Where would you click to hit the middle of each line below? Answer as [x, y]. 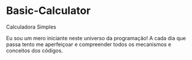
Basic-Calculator [48, 11]
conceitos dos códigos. [35, 50]
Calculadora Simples [31, 27]
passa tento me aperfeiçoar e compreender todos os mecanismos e [89, 44]
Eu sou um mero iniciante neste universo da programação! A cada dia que [96, 38]
